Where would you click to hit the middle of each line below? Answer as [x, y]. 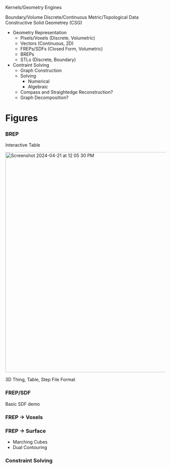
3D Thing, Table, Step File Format [40, 380]
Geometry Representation [40, 32]
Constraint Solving [29, 460]
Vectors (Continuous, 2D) [47, 43]
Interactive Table [23, 145]
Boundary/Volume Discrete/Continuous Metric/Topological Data [72, 17]
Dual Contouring [30, 447]
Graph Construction [41, 70]
